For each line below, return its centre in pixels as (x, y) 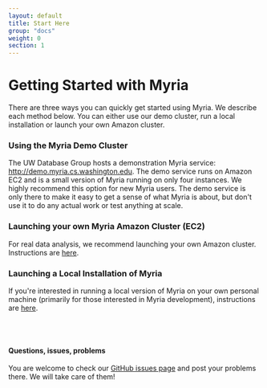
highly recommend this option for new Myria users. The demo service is (127, 189)
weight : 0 (25, 38)
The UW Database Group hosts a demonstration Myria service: (112, 163)
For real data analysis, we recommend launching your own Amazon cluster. (132, 244)
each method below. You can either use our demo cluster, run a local (121, 116)
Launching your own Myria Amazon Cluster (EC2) (107, 227)
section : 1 (26, 46)
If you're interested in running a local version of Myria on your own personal (133, 291)
